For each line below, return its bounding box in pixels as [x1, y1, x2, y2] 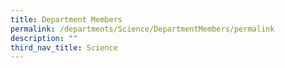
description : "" [10, 33, 78, 43]
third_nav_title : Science [10, 42, 118, 53]
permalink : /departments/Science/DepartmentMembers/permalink [10, 24, 275, 34]
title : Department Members [10, 14, 123, 25]
